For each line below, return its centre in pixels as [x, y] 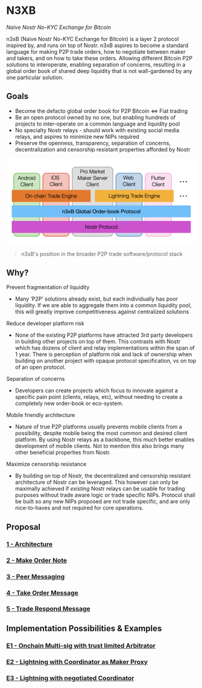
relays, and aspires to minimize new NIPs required [77, 136]
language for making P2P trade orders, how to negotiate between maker [96, 51]
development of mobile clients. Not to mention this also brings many [99, 446]
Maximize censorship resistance [46, 464]
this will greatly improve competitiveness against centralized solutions [102, 312]
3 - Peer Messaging [36, 576]
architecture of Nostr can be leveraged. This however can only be [97, 482]
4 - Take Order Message [42, 593]
